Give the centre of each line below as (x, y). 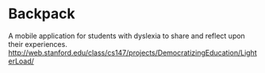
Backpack (42, 14)
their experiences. (38, 44)
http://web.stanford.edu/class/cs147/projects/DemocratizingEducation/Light (132, 52)
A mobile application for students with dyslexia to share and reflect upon (127, 36)
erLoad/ (21, 61)
